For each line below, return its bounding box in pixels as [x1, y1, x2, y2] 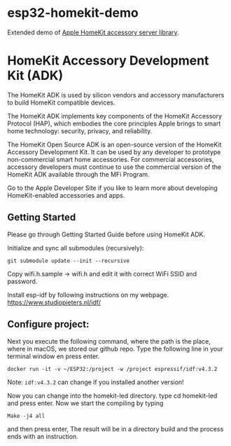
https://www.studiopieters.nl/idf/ [7, 298, 101, 306]
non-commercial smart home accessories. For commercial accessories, [7, 155, 214, 163]
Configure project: [7, 318, 90, 330]
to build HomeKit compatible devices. [7, 98, 115, 107]
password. [7, 277, 38, 285]
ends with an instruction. [7, 432, 78, 440]
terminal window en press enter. [7, 352, 100, 360]
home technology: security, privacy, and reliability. [7, 126, 153, 135]
